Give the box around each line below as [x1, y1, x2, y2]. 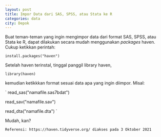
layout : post [5, 7, 32, 12]
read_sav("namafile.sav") [5, 99, 56, 105]
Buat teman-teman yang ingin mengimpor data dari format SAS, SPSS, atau [5, 34, 157, 40]
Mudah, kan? [5, 118, 31, 124]
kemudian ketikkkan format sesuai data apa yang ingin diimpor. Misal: [5, 80, 145, 86]
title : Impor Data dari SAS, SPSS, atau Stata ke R [5, 12, 112, 17]
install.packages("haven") [5, 54, 60, 59]
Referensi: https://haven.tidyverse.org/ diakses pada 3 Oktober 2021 [5, 127, 152, 132]
